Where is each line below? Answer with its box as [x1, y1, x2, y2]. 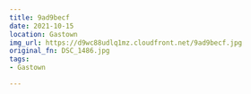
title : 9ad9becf [9, 13, 70, 22]
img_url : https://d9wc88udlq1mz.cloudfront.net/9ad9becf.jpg [9, 38, 243, 47]
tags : [9, 55, 30, 64]
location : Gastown [9, 30, 78, 38]
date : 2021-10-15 [9, 21, 74, 30]
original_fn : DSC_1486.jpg [9, 47, 110, 56]
